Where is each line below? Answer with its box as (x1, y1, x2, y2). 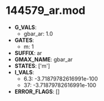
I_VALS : (14, 68, 35, 76)
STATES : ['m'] (14, 62, 50, 70)
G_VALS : (14, 24, 37, 31)
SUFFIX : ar (14, 49, 43, 56)
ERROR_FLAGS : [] (14, 88, 60, 95)
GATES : (14, 36, 35, 44)
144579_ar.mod (5, 4, 86, 18)
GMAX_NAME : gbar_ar (14, 56, 73, 63)
